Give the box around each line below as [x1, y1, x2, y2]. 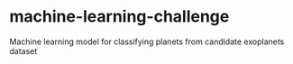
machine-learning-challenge [9, 6, 230, 27]
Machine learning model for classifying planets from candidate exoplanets [9, 36, 285, 47]
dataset [9, 45, 38, 56]
